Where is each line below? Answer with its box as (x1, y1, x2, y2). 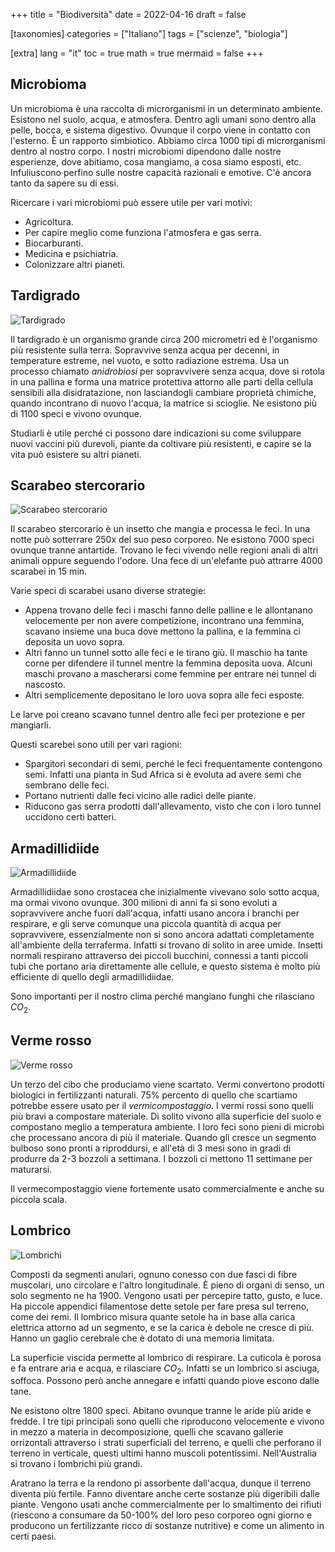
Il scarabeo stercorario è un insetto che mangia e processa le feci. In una (10, 523, 311, 535)
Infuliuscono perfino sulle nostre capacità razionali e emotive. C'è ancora (10, 166, 312, 178)
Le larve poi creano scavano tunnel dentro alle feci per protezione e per (10, 709, 306, 721)
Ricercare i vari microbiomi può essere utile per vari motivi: (10, 196, 253, 208)
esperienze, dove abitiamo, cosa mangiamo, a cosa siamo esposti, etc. (10, 155, 302, 168)
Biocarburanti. (24, 237, 84, 249)
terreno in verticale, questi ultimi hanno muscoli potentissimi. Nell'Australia (10, 1447, 317, 1459)
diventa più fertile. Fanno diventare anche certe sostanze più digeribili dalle (10, 1488, 320, 1500)
